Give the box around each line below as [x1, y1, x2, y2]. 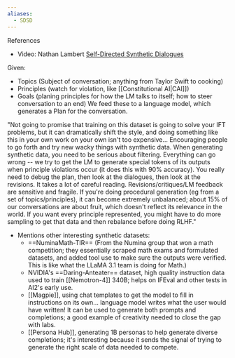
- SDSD [13, 17, 33, 24]
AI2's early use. [27, 283, 73, 291]
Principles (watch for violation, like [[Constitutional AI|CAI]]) [17, 84, 190, 93]
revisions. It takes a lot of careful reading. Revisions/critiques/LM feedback [7, 180, 223, 188]
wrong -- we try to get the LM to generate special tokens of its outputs [7, 157, 211, 166]
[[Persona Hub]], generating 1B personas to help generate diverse [27, 328, 218, 336]
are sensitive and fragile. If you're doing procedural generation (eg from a [7, 187, 220, 196]
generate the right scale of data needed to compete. [27, 343, 179, 351]
